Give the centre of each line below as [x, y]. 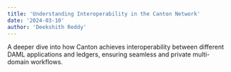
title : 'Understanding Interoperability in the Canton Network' [104, 14]
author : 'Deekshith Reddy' [47, 27]
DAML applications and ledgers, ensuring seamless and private [99, 54]
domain [18, 62]
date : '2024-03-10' [36, 20]
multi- [201, 54]
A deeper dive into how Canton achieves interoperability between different [116, 47]
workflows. [47, 62]
